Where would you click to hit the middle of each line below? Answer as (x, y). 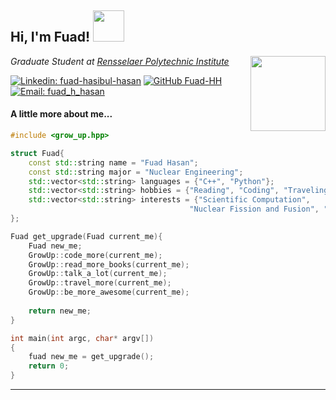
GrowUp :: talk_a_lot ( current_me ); (98, 274)
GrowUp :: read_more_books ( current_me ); (109, 264)
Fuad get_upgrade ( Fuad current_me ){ (86, 236)
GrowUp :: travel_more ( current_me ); (100, 283)
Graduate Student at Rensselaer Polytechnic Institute (120, 61)
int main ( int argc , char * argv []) (82, 338)
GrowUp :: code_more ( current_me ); (95, 255)
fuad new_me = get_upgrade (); (91, 357)
